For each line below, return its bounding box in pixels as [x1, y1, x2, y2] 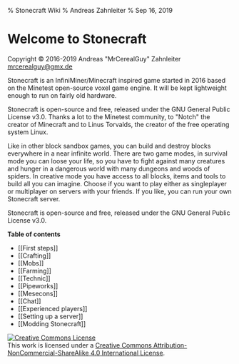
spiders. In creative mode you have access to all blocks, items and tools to [7, 171, 226, 181]
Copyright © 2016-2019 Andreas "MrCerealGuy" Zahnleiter [7, 54, 181, 63]
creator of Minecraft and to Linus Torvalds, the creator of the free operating [7, 120, 230, 128]
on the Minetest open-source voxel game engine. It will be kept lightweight [7, 84, 227, 92]
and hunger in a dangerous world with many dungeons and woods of [7, 164, 210, 173]
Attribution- [153, 340, 188, 349]
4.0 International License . [90, 348, 166, 357]
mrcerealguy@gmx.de [7, 62, 73, 71]
